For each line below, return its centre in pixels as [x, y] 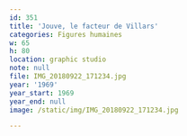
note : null [30, 68]
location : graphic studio [58, 59]
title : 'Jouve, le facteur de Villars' [84, 26]
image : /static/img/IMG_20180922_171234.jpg [94, 110]
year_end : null [38, 101]
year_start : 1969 [42, 93]
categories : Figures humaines [66, 34]
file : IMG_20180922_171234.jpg [68, 77]
